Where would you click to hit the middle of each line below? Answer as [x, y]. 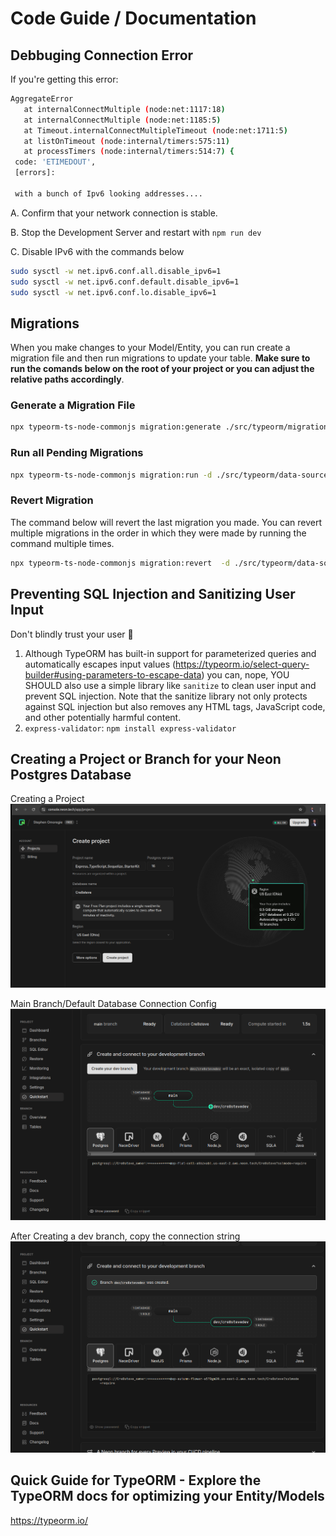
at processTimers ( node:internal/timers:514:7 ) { [129, 152]
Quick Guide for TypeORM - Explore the [136, 1480]
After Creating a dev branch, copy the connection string [125, 1236]
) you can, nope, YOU [245, 674]
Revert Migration [52, 500]
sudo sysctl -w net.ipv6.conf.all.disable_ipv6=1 [116, 271]
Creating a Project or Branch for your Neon [146, 758]
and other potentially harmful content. [103, 717]
